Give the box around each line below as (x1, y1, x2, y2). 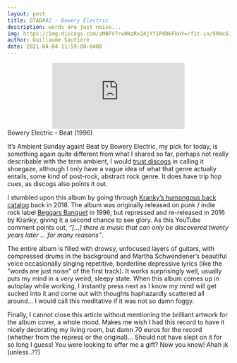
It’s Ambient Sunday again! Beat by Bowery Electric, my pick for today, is (7, 142, 218, 150)
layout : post (7, 10, 46, 18)
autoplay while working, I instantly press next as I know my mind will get (7, 282, 217, 290)
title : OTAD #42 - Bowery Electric (7, 17, 109, 24)
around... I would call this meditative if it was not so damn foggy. (7, 297, 195, 305)
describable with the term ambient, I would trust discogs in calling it (7, 157, 205, 166)
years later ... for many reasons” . (7, 230, 104, 239)
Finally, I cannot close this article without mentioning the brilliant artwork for (7, 311, 228, 319)
